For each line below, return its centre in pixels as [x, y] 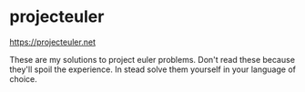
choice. [24, 78]
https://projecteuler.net [52, 42]
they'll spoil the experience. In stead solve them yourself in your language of [152, 69]
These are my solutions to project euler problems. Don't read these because [152, 59]
